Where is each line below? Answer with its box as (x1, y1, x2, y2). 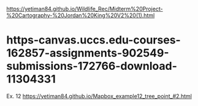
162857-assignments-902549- (6, 46, 170, 60)
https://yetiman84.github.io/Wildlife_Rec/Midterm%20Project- (6, 6, 164, 12)
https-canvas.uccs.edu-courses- (6, 33, 181, 47)
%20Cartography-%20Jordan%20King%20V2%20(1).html (6, 12, 155, 19)
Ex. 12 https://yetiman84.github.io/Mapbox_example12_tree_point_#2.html (6, 92, 192, 100)
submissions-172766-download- (6, 59, 178, 73)
